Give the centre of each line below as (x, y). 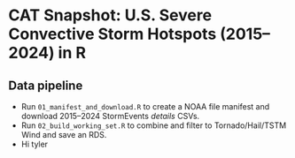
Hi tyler (35, 144)
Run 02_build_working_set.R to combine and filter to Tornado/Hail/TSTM (154, 125)
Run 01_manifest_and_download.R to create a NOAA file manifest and (145, 106)
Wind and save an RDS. (64, 135)
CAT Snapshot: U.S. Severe (110, 15)
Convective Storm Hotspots (113, 34)
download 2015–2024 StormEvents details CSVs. (110, 116)
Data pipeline (46, 85)
